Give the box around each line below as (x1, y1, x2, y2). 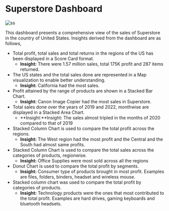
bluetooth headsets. (20, 200, 62, 206)
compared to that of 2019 (20, 120, 73, 126)
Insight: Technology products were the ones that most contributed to (20, 190, 164, 196)
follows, (5, 40, 22, 46)
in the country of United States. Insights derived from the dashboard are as (5, 35, 161, 41)
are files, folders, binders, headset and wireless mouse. (20, 174, 136, 180)
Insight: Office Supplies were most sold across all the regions (20, 157, 149, 163)
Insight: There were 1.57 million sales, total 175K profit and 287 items (20, 61, 163, 67)
